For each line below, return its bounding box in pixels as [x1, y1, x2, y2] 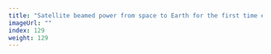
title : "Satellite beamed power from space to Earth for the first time [8, 11, 258, 20]
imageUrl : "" [8, 19, 52, 27]
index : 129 [8, 26, 45, 34]
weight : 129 [8, 33, 48, 42]
